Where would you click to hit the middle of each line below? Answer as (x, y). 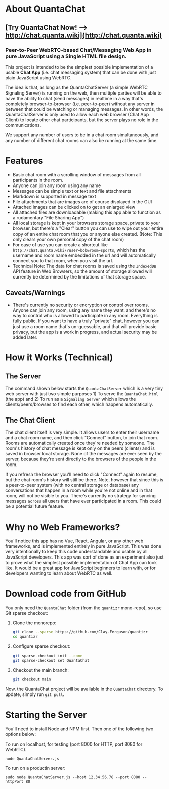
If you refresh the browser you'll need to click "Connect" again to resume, (82, 474)
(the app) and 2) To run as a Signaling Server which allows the (71, 399)
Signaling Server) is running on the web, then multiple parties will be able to (83, 93)
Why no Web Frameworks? (63, 527)
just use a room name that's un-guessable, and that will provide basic (84, 326)
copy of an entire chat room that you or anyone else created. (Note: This (87, 234)
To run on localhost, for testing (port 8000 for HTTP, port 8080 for (74, 744)
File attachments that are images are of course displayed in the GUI (82, 201)
